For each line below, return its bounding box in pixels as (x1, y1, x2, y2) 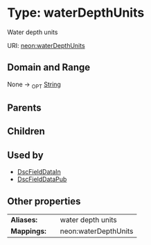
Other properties (7, 195, 81, 207)
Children (7, 125, 45, 137)
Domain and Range (7, 61, 91, 74)
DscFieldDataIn (17, 168, 61, 176)
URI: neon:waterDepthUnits (7, 41, 85, 49)
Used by (7, 149, 44, 161)
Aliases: (10, 214, 38, 224)
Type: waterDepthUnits (7, 5, 145, 21)
